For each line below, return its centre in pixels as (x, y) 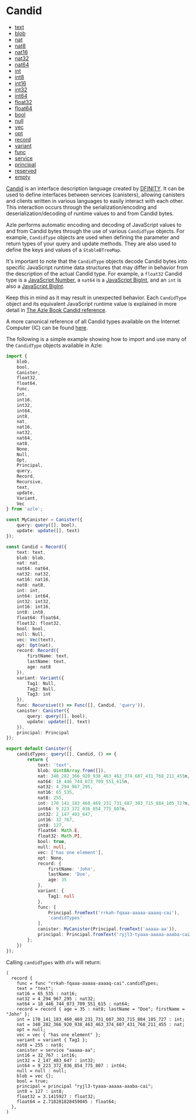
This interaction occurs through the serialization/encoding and (82, 207)
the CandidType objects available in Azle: (55, 345)
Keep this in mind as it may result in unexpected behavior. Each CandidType (96, 297)
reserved (26, 170)
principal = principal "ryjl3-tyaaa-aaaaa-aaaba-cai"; (85, 1086)
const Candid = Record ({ (36, 547)
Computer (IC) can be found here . (47, 327)
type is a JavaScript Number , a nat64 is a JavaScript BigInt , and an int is (94, 280)
